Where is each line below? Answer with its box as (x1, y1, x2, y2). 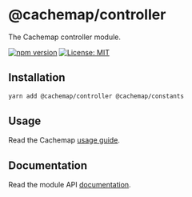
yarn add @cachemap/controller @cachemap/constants (8, 92, 184, 100)
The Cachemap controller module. (8, 32, 122, 42)
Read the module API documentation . (8, 180, 131, 190)
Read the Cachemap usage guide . (8, 135, 120, 145)
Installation (8, 70, 66, 85)
